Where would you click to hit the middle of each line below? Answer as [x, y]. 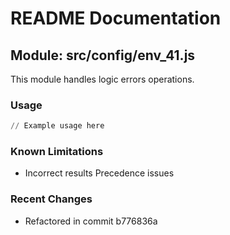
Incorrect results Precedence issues [99, 173]
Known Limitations [57, 152]
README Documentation [116, 18]
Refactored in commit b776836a [91, 221]
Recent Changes [51, 199]
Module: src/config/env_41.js [103, 55]
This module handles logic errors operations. [102, 79]
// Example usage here [57, 126]
